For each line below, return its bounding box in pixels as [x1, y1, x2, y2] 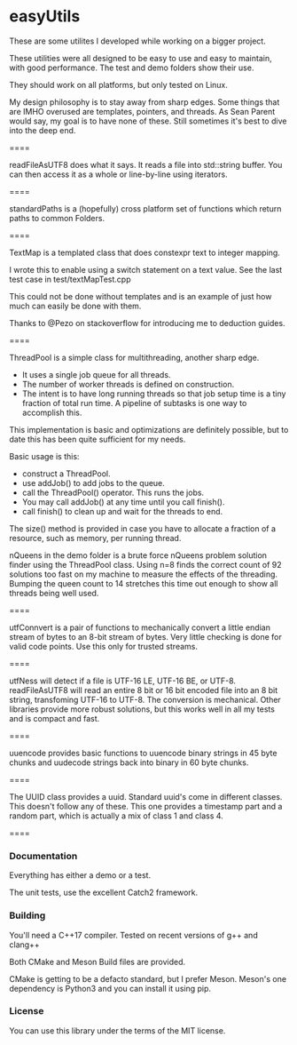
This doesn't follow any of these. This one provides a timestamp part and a [9, 801, 283, 811]
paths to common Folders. [9, 212, 105, 223]
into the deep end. [9, 124, 76, 135]
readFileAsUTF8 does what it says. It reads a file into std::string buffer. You [9, 159, 283, 170]
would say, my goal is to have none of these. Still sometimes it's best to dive [9, 116, 287, 126]
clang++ [9, 939, 40, 950]
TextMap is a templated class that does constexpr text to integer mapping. [9, 247, 281, 258]
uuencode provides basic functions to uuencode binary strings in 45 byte [9, 747, 277, 758]
